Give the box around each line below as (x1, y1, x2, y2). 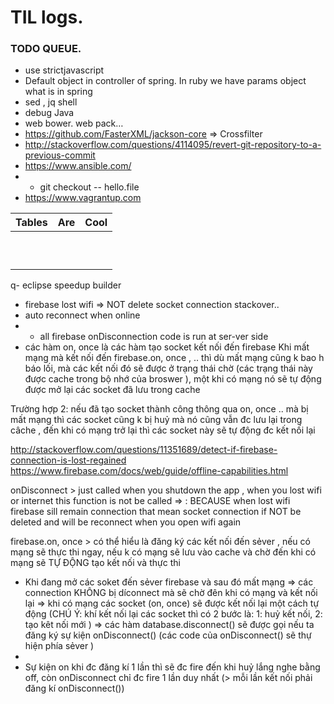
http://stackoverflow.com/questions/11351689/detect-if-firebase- (10, 444, 278, 456)
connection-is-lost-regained (10, 454, 127, 466)
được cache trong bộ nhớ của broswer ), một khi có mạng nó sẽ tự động (24, 373, 322, 385)
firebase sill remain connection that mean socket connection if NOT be (10, 506, 302, 518)
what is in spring (24, 86, 93, 98)
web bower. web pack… (24, 117, 124, 130)
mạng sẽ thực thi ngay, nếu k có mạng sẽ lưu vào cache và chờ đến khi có (10, 546, 317, 558)
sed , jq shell (24, 96, 78, 108)
